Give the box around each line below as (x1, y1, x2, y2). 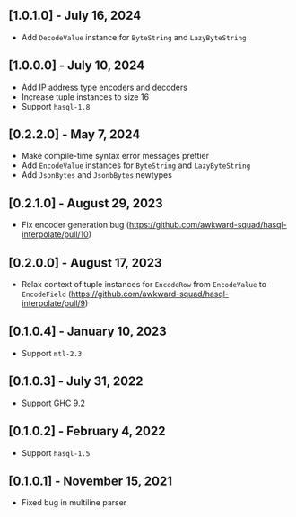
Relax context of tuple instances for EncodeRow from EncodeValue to (21, 279, 266, 290)
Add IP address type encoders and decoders (21, 82, 187, 92)
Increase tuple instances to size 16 (21, 91, 150, 102)
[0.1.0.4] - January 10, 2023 (8, 324, 167, 339)
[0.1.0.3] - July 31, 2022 (8, 373, 144, 390)
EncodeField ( (21, 288, 72, 300)
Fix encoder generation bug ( (21, 220, 130, 231)
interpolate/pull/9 (21, 298, 86, 309)
